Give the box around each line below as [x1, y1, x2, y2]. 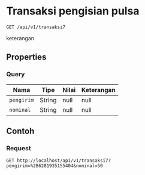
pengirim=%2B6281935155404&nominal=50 [6, 163, 103, 169]
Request [6, 144, 31, 152]
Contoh [6, 126, 35, 137]
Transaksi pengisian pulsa [6, 4, 140, 18]
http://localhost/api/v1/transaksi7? [17, 158, 111, 164]
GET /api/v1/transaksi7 [6, 24, 66, 30]
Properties [6, 52, 47, 63]
